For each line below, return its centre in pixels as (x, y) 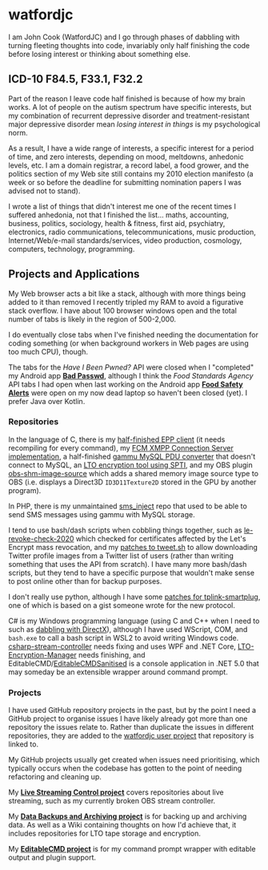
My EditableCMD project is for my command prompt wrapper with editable (132, 849)
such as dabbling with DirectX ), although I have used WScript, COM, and (128, 629)
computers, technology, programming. (72, 249)
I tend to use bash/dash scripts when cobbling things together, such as (125, 530)
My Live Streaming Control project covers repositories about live (116, 792)
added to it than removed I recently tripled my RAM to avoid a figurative (126, 301)
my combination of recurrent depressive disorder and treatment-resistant (129, 115)
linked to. (23, 744)
